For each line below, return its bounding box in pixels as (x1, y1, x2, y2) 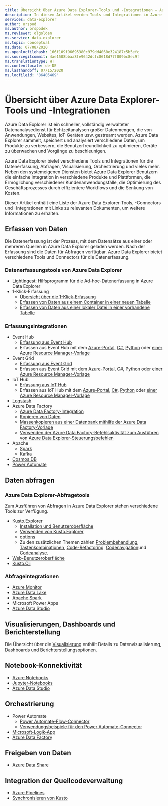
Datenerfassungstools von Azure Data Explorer (5, 266, 122, 273)
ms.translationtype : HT (5, 59, 55, 64)
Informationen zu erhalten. (5, 210, 60, 216)
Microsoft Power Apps (12, 600, 59, 606)
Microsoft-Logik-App (12, 729, 56, 735)
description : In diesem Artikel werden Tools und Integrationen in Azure (5, 12, 162, 17)
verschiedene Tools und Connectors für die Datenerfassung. (5, 254, 130, 260)
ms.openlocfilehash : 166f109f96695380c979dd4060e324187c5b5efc (5, 49, 140, 54)
